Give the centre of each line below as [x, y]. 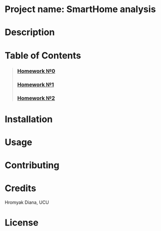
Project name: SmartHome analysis [80, 9]
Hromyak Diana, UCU [27, 202]
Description [30, 33]
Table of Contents [43, 55]
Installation [29, 119]
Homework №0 [36, 71]
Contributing [32, 165]
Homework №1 [35, 85]
